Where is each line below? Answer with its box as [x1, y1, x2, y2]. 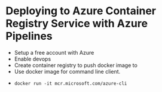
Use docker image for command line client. [14, 68, 121, 75]
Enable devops [14, 55, 51, 62]
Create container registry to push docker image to [14, 61, 138, 69]
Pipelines [5, 30, 53, 43]
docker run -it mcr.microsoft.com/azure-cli [14, 80, 127, 87]
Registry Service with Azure [5, 17, 148, 30]
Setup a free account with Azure [14, 49, 94, 56]
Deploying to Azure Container [5, 4, 157, 18]
